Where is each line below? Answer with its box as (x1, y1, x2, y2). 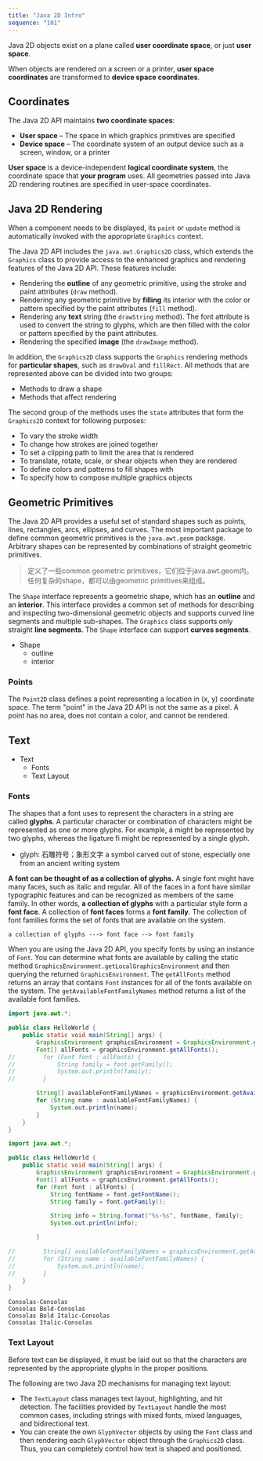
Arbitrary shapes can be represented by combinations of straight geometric (8, 541, 252, 550)
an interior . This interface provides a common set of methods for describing (8, 600, 254, 609)
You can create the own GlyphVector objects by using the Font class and (19, 1426, 253, 1437)
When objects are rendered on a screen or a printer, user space (8, 64, 214, 73)
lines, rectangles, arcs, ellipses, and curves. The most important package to (8, 524, 253, 534)
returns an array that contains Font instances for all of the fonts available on (8, 978, 252, 988)
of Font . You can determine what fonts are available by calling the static (8, 953, 239, 962)
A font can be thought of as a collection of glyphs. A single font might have (8, 874, 254, 883)
